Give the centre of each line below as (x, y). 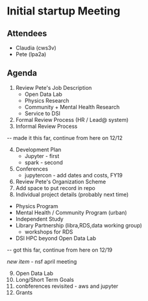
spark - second (43, 162)
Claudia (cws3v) (36, 48)
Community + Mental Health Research (72, 107)
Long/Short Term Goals (45, 279)
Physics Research (47, 100)
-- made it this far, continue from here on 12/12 (65, 138)
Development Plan (38, 150)
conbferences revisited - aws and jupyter (67, 286)
